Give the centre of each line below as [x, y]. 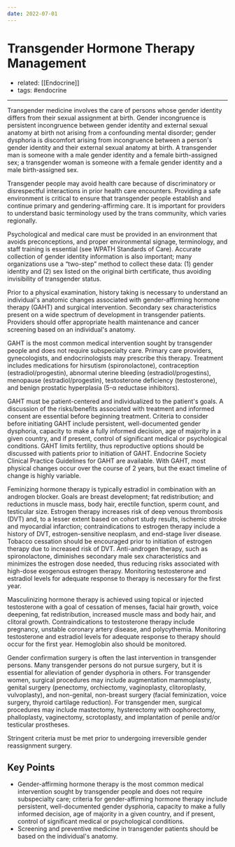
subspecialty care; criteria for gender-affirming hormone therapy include [122, 799]
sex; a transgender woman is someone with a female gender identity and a [115, 162]
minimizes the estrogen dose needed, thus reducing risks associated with [113, 563]
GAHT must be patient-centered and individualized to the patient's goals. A [115, 401]
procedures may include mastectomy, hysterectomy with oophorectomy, [112, 709]
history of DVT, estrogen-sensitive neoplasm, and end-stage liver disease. [114, 533]
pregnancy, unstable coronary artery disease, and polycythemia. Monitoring [116, 629]
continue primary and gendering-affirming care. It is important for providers [116, 205]
